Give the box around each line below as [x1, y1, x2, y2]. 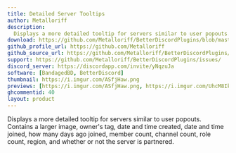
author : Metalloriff [7, 17, 68, 24]
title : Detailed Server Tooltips [7, 10, 105, 18]
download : [7, 37, 37, 44]
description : [7, 23, 46, 30]
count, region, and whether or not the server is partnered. [7, 137, 174, 145]
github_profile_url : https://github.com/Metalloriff [7, 43, 165, 50]
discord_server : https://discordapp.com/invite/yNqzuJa [7, 63, 174, 70]
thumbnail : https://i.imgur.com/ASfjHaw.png [7, 75, 140, 83]
